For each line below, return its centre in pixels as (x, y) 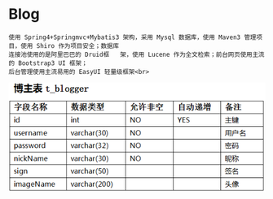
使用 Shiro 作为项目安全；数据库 (70, 45)
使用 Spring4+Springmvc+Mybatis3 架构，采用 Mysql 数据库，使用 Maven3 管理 (132, 37)
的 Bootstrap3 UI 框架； (48, 63)
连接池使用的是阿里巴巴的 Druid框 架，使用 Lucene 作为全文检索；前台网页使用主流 (136, 54)
